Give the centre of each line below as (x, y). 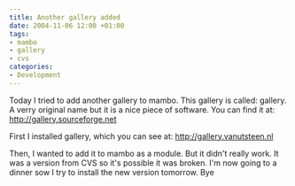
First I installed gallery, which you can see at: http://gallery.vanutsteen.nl (141, 136)
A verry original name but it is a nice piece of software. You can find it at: (142, 109)
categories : (31, 67)
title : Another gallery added (65, 17)
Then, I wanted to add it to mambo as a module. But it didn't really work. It (144, 153)
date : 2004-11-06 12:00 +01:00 (67, 26)
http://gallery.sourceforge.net (63, 119)
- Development (35, 75)
